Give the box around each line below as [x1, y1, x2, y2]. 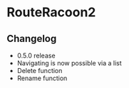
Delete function [16, 67, 63, 75]
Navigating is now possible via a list [16, 59, 122, 67]
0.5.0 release [16, 51, 56, 60]
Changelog [6, 33, 57, 45]
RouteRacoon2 [6, 4, 96, 21]
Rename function [16, 74, 68, 82]
